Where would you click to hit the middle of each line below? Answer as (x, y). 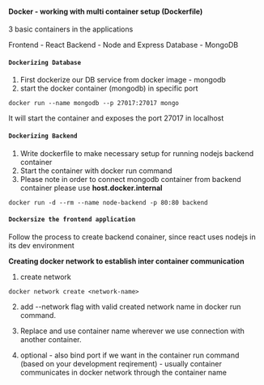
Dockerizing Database (45, 62)
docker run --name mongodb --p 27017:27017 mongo (94, 104)
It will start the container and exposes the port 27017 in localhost (116, 118)
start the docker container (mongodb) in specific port (109, 88)
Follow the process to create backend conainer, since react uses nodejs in (132, 237)
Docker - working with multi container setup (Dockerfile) (106, 11)
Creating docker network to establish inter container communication (126, 261)
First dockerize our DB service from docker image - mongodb (123, 80)
